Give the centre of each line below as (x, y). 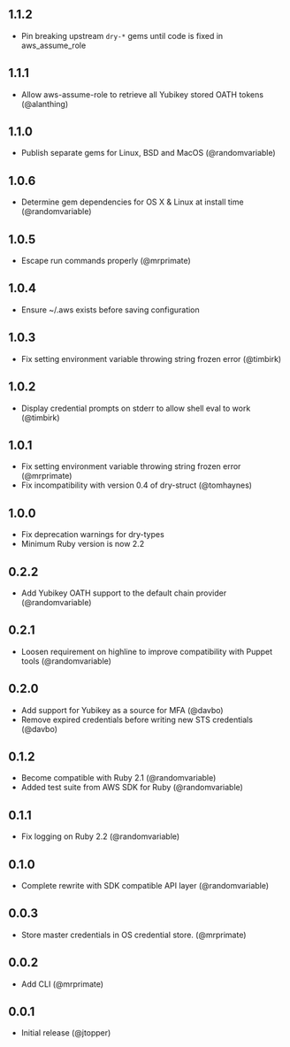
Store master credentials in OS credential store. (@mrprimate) (134, 935)
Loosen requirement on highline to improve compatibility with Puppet (147, 651)
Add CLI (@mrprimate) (62, 984)
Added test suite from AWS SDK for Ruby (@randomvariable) (132, 788)
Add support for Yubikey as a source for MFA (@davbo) (122, 710)
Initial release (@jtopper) (66, 1033)
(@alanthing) (45, 104)
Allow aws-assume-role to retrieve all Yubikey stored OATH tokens (142, 94)
